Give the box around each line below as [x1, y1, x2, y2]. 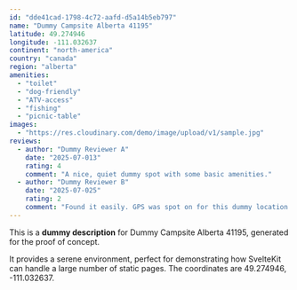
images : [9, 121, 38, 129]
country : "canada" [9, 54, 77, 63]
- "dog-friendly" [17, 87, 82, 96]
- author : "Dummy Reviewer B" [17, 178, 129, 187]
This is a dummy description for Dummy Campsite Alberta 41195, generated [9, 227, 289, 238]
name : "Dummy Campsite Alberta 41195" [9, 21, 153, 30]
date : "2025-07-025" [25, 186, 101, 195]
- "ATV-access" [17, 95, 74, 105]
